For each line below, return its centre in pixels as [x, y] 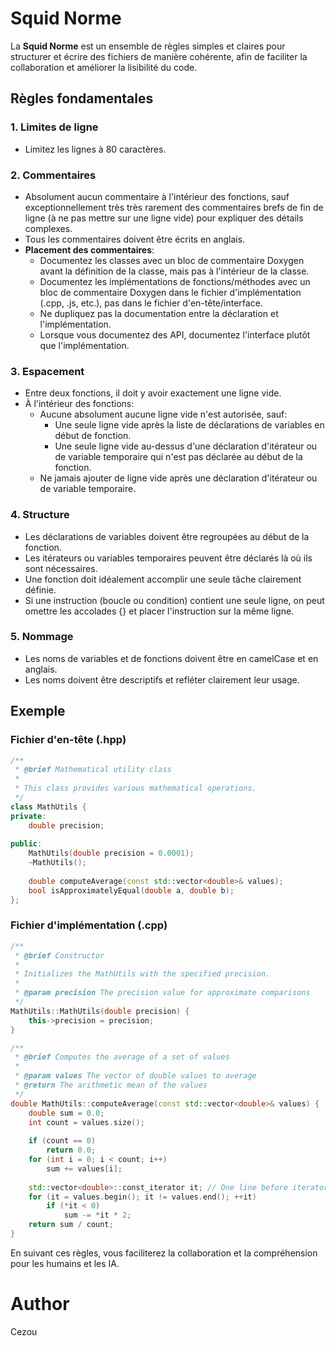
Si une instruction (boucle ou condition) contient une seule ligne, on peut [174, 600]
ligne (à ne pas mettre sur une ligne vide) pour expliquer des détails [164, 218]
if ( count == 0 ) [62, 1141]
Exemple [38, 711]
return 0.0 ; [71, 1150]
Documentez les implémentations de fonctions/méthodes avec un [175, 281]
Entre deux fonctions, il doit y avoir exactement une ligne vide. [153, 393]
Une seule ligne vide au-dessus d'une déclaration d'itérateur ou [186, 446]
